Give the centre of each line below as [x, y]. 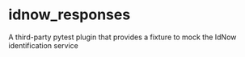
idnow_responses [70, 15]
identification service [43, 45]
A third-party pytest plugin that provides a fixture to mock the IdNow [122, 37]
